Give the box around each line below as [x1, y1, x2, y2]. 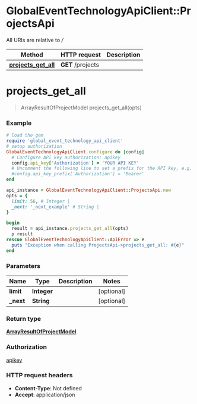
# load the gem [6, 132, 44, 138]
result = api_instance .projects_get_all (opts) [11, 226, 129, 232]
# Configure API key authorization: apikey [11, 154, 120, 160]
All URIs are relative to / [6, 36, 63, 43]
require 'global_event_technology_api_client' [6, 138, 123, 144]
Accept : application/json [14, 391, 75, 398]
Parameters [6, 261, 40, 270]
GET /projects [60, 61, 100, 69]
